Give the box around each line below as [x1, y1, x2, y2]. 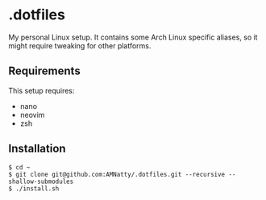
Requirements [8, 65, 81, 78]
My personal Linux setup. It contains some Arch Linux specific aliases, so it [8, 32, 258, 42]
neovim [19, 110, 45, 119]
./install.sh [15, 184, 60, 193]
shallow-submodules [8, 177, 74, 185]
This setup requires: [8, 85, 75, 95]
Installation [8, 142, 66, 156]
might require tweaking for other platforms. [8, 40, 152, 50]
